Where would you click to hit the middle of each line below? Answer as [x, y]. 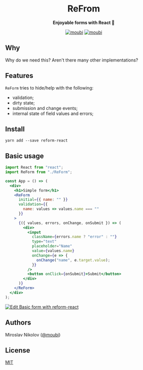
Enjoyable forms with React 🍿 [84, 22]
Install [15, 129]
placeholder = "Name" [52, 246]
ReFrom [84, 9]
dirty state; [23, 102]
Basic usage [24, 156]
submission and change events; [45, 108]
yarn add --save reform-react [37, 140]
